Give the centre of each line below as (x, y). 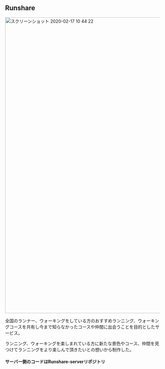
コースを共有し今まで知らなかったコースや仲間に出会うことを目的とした (82, 327)
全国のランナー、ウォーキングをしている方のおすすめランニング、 (72, 321)
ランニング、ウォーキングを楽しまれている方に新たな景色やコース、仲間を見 (82, 343)
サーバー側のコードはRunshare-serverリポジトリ (55, 362)
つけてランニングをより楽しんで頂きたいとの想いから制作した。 (69, 349)
